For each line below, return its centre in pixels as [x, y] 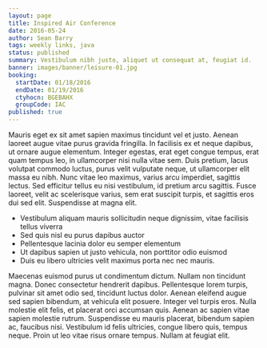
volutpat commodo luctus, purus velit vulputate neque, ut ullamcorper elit [129, 169]
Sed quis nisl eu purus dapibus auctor [82, 235]
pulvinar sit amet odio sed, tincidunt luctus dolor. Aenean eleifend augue [128, 293]
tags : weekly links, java [51, 45]
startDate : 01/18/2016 [53, 82]
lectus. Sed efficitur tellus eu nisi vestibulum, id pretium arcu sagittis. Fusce [132, 186]
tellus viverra [41, 227]
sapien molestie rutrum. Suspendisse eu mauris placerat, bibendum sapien [131, 318]
